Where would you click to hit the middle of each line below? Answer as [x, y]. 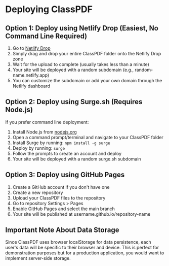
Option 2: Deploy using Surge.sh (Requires [74, 102]
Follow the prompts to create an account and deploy [67, 153]
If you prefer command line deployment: [47, 122]
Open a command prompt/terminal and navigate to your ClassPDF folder [88, 137]
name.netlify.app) [31, 75]
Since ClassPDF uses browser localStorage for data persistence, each [78, 242]
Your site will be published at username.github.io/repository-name [81, 214]
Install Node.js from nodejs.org [45, 132]
